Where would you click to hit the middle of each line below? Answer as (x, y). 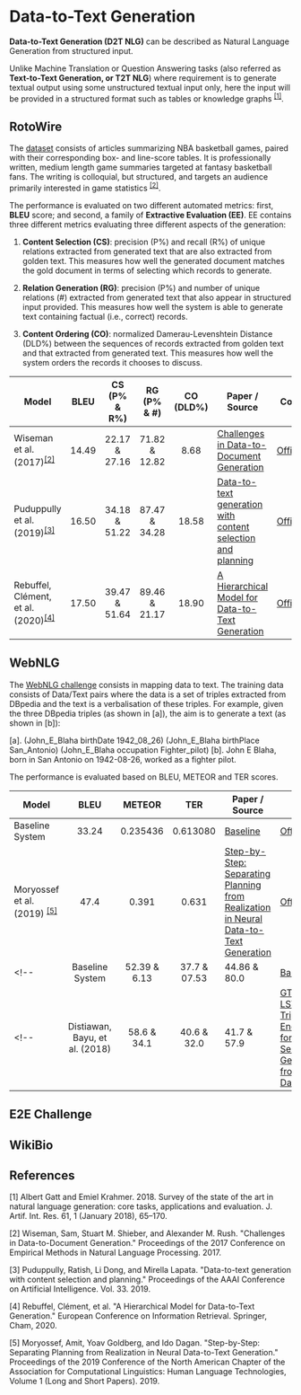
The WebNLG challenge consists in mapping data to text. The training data (146, 684)
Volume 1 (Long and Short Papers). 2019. (85, 1382)
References (42, 1175)
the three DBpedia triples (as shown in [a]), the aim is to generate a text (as (148, 713)
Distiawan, (90, 1026)
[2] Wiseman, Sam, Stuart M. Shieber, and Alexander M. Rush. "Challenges (147, 1233)
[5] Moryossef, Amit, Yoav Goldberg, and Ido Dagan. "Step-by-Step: (135, 1343)
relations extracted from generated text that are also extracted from (147, 252)
